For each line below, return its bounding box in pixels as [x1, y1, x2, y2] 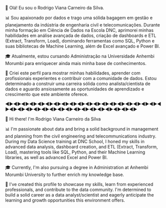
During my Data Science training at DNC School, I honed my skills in [5, 138, 145, 144]
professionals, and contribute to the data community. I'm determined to [5, 186, 152, 192]
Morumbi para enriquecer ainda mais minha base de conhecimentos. [5, 60, 147, 66]
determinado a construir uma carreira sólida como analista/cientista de [5, 80, 151, 86]
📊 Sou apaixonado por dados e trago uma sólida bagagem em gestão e [5, 15, 153, 20]
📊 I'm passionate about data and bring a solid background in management [5, 126, 159, 132]
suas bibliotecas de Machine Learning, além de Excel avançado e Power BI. [5, 43, 161, 49]
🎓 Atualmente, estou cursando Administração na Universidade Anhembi [5, 53, 155, 59]
